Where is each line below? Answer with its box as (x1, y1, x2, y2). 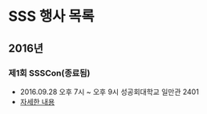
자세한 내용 (19, 96, 55, 106)
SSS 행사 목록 (8, 7, 95, 26)
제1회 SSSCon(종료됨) (8, 67, 91, 78)
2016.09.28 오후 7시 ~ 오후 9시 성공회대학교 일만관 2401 (19, 87, 199, 96)
